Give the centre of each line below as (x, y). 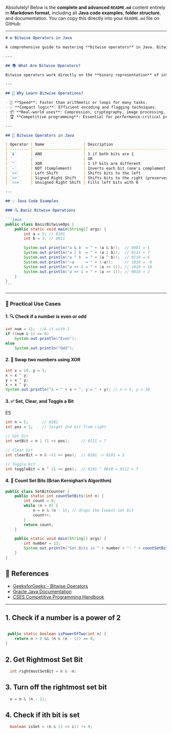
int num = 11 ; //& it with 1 (38, 329)
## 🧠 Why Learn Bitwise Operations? (44, 93)
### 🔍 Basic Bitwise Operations (40, 210)
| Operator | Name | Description (59, 145)
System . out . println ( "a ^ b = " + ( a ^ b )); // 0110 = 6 (87, 257)
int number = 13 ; (42, 544)
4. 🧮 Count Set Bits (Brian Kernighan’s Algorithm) (58, 480)
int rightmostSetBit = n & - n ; (43, 671)
